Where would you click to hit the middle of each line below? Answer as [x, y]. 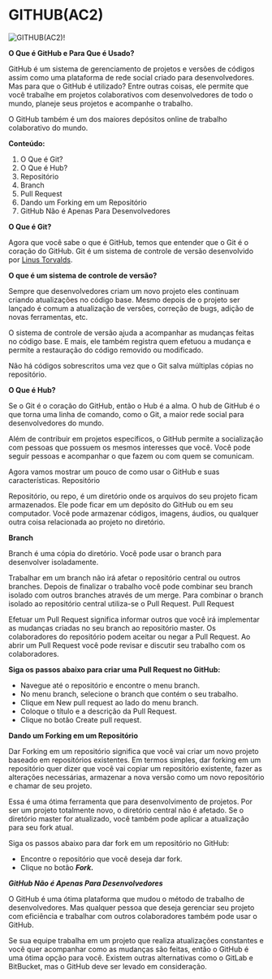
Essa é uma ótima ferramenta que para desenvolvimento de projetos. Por [131, 801]
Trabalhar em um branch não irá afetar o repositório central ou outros [125, 577]
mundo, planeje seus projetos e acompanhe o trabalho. [101, 103]
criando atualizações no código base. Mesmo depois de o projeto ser [125, 300]
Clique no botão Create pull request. [81, 719]
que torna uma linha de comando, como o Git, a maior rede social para [126, 414]
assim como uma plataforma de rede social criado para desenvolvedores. [131, 77]
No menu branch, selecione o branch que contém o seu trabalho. [129, 694]
